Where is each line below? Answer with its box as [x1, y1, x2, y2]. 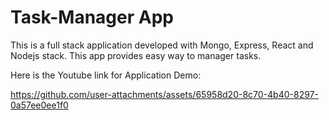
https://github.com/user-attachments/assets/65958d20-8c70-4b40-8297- [10, 88, 319, 100]
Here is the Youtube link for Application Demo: [10, 69, 202, 81]
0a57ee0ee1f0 [10, 99, 69, 111]
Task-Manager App [10, 6, 174, 29]
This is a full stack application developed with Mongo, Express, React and [10, 39, 314, 51]
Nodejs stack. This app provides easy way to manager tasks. [10, 49, 262, 61]
